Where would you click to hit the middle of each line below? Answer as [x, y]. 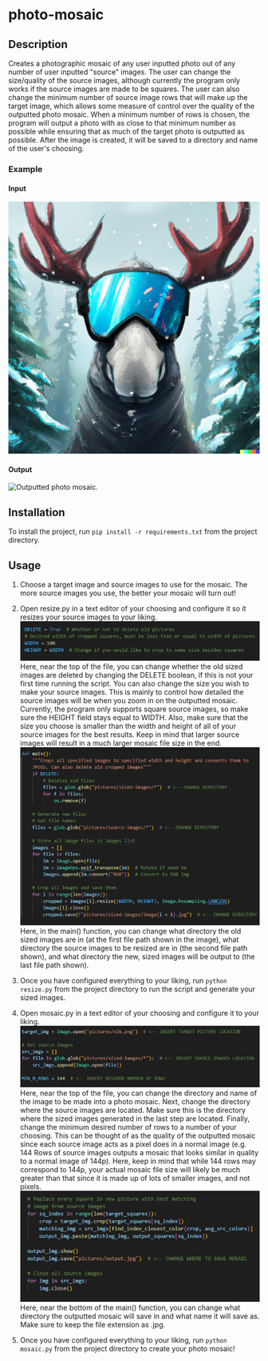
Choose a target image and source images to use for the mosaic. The [134, 584]
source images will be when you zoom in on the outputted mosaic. [128, 700]
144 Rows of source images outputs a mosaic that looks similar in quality [139, 1153]
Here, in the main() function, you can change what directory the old [130, 931]
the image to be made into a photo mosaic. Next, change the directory [135, 1102]
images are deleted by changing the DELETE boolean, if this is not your [136, 674]
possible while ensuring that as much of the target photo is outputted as [126, 131]
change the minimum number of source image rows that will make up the [128, 97]
